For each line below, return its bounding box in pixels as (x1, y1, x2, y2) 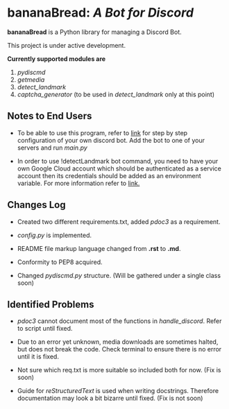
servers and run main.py (17, 143, 88, 152)
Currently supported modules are (7, 54, 106, 63)
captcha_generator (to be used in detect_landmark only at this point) (17, 90, 215, 98)
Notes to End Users (7, 110, 92, 122)
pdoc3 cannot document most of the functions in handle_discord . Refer (17, 317, 222, 325)
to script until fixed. (17, 324, 73, 333)
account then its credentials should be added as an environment (17, 171, 201, 180)
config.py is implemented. (17, 231, 92, 239)
